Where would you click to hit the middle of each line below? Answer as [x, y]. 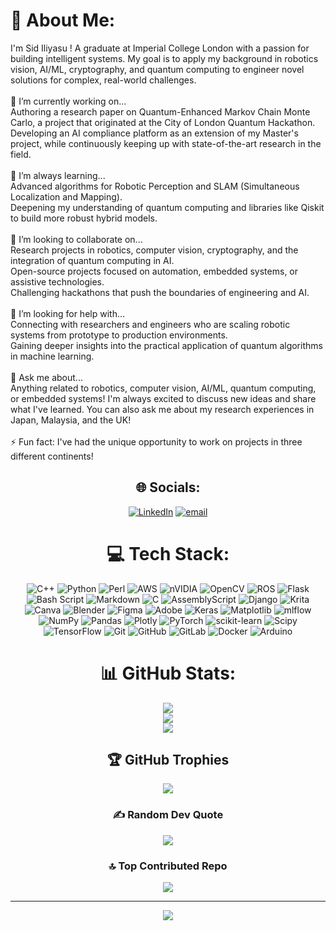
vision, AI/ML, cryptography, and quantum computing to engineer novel [157, 69]
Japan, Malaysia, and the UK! [71, 420]
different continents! [52, 456]
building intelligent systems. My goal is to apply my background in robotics [164, 58]
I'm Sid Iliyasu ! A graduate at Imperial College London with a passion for [160, 48]
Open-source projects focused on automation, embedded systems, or [154, 271]
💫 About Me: [63, 20]
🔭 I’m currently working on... [68, 101]
